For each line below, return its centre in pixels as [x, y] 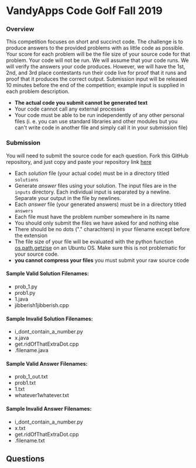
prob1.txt [25, 383]
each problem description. [38, 91]
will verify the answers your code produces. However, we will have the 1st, [96, 67]
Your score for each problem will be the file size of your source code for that [98, 54]
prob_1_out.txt [31, 377]
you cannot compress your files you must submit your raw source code [102, 260]
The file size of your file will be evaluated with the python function [94, 242]
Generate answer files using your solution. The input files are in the [95, 185]
